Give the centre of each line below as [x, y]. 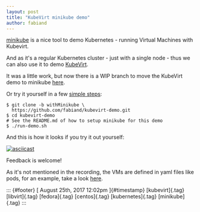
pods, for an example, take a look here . [55, 178]
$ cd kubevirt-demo [31, 116]
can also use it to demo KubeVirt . [47, 64]
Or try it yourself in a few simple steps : [54, 94]
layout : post [23, 12]
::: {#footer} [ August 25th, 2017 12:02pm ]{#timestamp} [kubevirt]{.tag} [95, 190]
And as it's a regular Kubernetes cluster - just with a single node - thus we [98, 58]
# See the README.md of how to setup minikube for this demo [85, 121]
